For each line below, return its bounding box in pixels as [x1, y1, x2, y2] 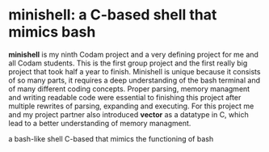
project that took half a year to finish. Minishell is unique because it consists [8, 66, 261, 76]
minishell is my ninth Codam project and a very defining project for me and [8, 49, 258, 59]
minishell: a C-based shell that [8, 6, 217, 24]
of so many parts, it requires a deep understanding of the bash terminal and [8, 75, 261, 85]
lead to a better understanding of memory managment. [8, 118, 191, 128]
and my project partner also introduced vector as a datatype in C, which [8, 109, 249, 119]
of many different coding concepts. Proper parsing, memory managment [8, 83, 250, 94]
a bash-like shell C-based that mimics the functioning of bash [8, 133, 214, 143]
